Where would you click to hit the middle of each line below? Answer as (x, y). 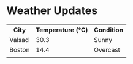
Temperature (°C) (62, 30)
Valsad (19, 40)
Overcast (107, 49)
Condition (109, 30)
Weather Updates (52, 11)
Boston (20, 49)
